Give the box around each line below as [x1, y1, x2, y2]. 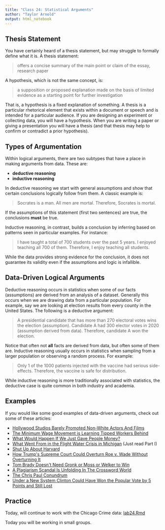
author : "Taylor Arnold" [5, 12, 56, 17]
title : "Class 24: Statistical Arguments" [5, 7, 94, 12]
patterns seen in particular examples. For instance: [5, 230, 108, 235]
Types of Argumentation [5, 142, 82, 151]
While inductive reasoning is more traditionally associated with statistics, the [5, 377, 160, 383]
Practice [5, 497, 32, 505]
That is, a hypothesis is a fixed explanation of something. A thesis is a [5, 102, 146, 108]
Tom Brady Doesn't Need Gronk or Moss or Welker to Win [12, 461, 130, 467]
